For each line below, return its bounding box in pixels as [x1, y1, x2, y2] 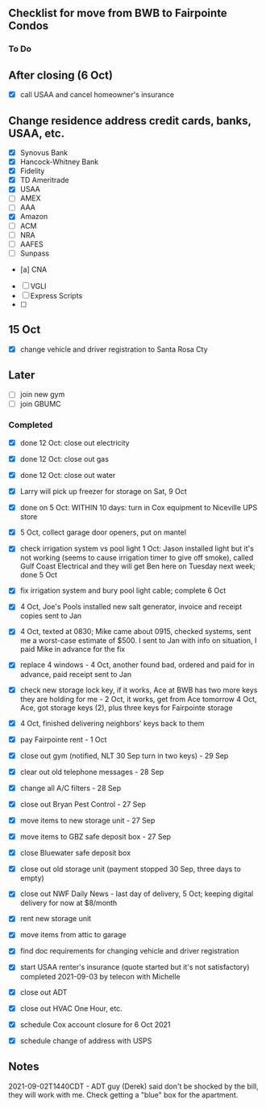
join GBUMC [19, 399, 62, 408]
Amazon [19, 212, 48, 222]
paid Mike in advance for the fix [19, 645, 126, 654]
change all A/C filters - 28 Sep [19, 783, 122, 793]
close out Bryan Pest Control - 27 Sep [19, 799, 147, 809]
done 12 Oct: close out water [19, 470, 116, 480]
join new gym [19, 390, 65, 400]
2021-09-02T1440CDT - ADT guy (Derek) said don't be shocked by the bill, [8, 1081, 260, 1091]
